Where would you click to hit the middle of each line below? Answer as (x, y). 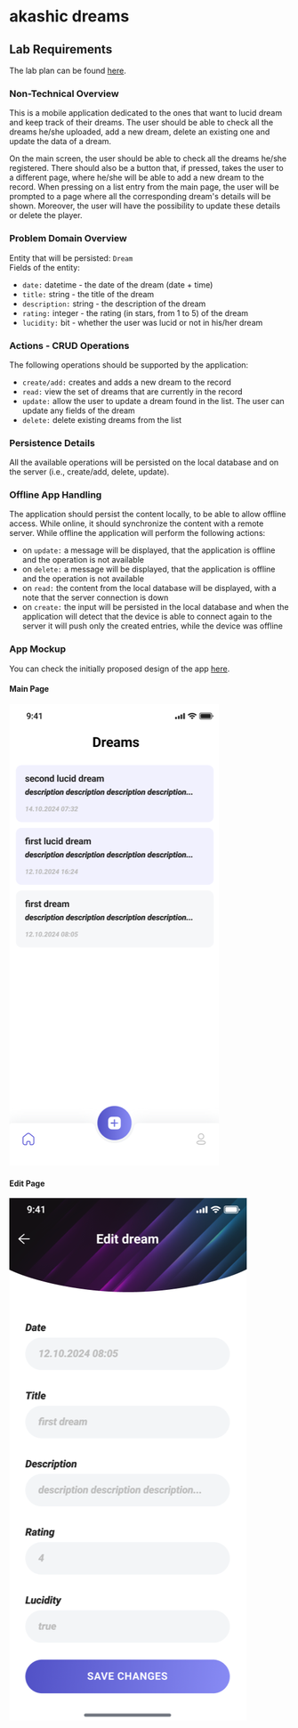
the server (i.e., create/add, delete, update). (89, 472)
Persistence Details (52, 442)
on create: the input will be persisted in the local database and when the (155, 607)
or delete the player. (46, 215)
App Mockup (38, 649)
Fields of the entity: (44, 267)
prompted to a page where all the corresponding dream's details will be (140, 197)
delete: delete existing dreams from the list (102, 419)
